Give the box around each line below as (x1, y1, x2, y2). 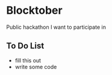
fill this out (14, 56, 41, 64)
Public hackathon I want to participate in (6, 23, 107, 31)
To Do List (6, 41, 45, 51)
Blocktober (6, 4, 63, 17)
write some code (14, 63, 57, 70)
